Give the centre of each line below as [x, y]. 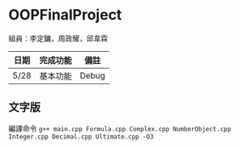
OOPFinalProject [65, 15]
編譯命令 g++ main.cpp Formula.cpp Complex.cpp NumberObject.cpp [120, 128]
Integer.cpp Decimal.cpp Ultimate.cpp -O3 [81, 136]
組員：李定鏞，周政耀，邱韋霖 [58, 38]
